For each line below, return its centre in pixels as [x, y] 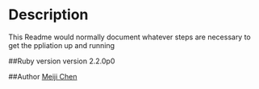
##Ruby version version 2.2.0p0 [62, 61]
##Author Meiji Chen [43, 76]
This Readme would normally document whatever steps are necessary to [130, 37]
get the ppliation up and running [62, 45]
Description [48, 15]
